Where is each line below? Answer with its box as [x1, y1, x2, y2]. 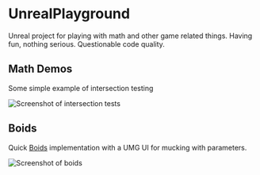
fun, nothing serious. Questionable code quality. [8, 39, 165, 48]
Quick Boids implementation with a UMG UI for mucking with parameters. [8, 143, 247, 152]
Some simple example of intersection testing [8, 83, 154, 93]
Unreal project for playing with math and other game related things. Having [8, 31, 253, 40]
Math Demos [8, 63, 73, 76]
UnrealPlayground [8, 5, 131, 23]
